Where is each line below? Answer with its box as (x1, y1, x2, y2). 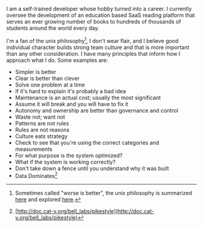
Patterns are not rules (14, 119, 69, 127)
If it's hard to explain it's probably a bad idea (14, 87, 126, 94)
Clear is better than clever (14, 74, 80, 82)
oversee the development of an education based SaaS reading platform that (6, 12, 195, 19)
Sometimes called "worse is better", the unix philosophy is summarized (14, 189, 192, 197)
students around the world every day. (6, 24, 100, 31)
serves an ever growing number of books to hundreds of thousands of (6, 18, 181, 25)
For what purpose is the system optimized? (14, 151, 123, 159)
